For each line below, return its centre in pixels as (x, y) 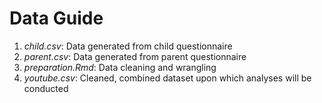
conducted (46, 88)
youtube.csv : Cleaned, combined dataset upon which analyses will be (167, 78)
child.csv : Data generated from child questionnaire (128, 46)
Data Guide (56, 18)
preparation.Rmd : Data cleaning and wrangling (120, 67)
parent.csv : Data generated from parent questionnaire (135, 56)
